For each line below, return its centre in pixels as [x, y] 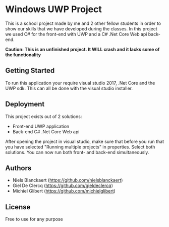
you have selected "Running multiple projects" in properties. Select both [80, 147]
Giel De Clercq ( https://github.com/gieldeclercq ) [63, 185]
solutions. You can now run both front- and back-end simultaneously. [77, 152]
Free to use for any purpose [34, 219]
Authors [18, 168]
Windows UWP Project [53, 9]
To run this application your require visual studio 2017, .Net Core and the [80, 83]
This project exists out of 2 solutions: [44, 116]
